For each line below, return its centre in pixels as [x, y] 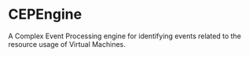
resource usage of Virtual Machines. [67, 44]
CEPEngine [45, 14]
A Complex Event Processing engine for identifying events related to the [125, 36]
